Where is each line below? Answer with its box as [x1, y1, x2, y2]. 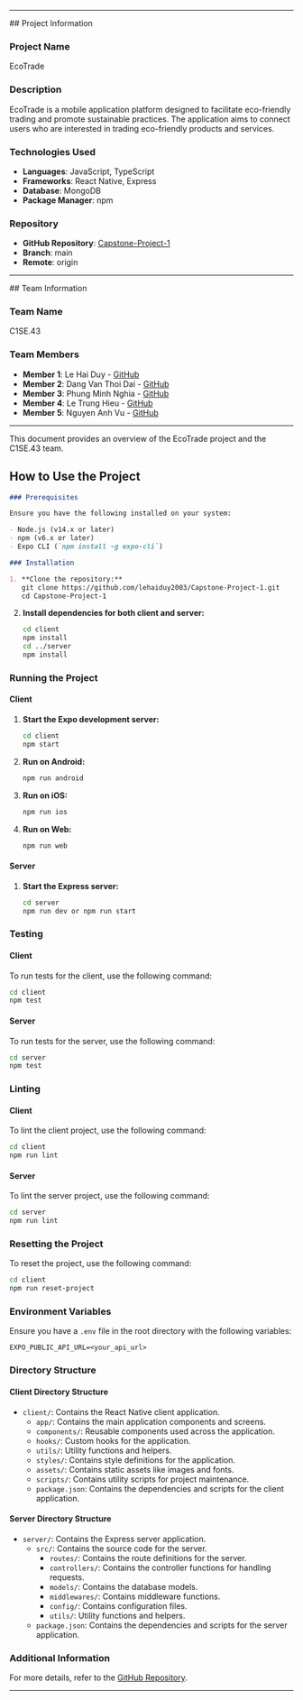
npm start [22, 740, 60, 749]
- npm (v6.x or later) [9, 534, 95, 543]
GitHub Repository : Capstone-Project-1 [22, 238, 171, 249]
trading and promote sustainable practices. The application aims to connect [9, 114, 290, 124]
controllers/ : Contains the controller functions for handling [49, 1562, 272, 1573]
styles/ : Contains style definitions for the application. [35, 1454, 236, 1466]
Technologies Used [9, 145, 96, 158]
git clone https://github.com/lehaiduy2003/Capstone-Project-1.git [21, 583, 280, 592]
